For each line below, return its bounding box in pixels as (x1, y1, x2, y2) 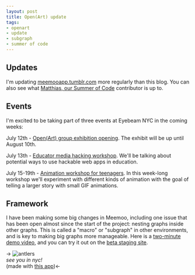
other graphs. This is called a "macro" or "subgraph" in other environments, (6, 227, 189, 234)
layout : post (6, 8, 38, 15)
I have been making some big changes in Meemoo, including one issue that (6, 214, 187, 221)
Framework (6, 199, 48, 208)
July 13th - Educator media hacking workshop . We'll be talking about (6, 152, 172, 159)
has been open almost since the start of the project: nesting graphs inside (6, 220, 184, 228)
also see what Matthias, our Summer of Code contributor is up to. (6, 84, 163, 91)
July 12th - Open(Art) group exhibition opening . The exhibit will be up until (6, 134, 184, 141)
